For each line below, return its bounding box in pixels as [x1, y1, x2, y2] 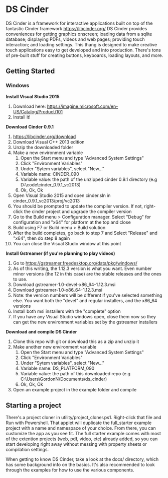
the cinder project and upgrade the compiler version [24, 208, 132, 215]
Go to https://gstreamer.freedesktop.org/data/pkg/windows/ [13, 260, 137, 266]
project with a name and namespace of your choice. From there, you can [6, 425, 156, 431]
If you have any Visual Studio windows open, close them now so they [13, 313, 156, 319]
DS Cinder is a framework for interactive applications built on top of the [6, 20, 153, 26]
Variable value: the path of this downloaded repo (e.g [20, 370, 131, 376]
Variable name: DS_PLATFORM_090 [20, 365, 95, 371]
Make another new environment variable [13, 344, 97, 350]
